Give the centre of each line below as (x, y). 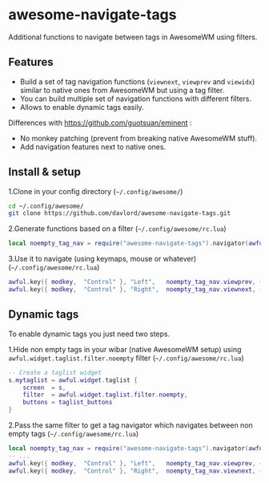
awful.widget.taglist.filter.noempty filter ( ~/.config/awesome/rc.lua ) (126, 358)
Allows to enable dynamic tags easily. (82, 107)
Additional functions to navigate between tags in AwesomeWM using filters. (133, 37)
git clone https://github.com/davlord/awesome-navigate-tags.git (119, 213)
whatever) (180, 259)
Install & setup (45, 172)
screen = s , (44, 388)
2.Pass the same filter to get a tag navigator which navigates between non (131, 425)
